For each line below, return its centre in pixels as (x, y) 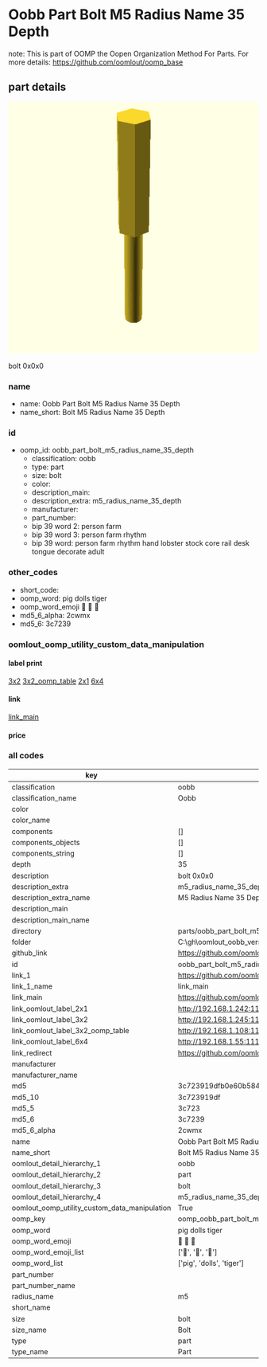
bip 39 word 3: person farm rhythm (89, 535)
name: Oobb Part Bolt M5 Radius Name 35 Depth (100, 404)
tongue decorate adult (68, 552)
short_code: (39, 589)
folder (21, 942)
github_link (29, 953)
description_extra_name (51, 898)
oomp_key (29, 1219)
